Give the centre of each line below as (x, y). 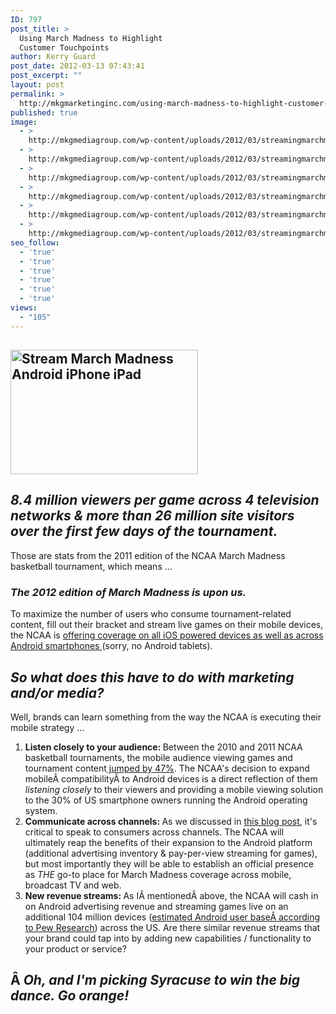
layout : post (37, 85)
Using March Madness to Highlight (91, 38)
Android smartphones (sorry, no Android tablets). (111, 646)
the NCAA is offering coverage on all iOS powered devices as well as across (167, 635)
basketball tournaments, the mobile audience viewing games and (158, 757)
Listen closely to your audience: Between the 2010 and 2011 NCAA (163, 747)
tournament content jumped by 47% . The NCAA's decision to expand (167, 768)
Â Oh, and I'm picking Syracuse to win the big (155, 980)
